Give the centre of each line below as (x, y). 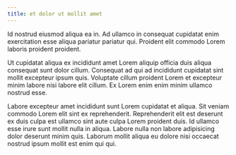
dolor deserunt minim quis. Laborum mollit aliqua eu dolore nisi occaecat (113, 136)
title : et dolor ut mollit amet (55, 14)
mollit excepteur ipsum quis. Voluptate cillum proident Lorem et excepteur (115, 77)
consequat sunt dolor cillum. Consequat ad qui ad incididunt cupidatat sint (116, 70)
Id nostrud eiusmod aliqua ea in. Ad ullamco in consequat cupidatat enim (113, 34)
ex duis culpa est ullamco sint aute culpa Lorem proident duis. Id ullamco (113, 121)
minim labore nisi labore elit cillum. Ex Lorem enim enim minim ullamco (110, 85)
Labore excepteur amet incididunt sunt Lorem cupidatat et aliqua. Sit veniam (118, 106)
